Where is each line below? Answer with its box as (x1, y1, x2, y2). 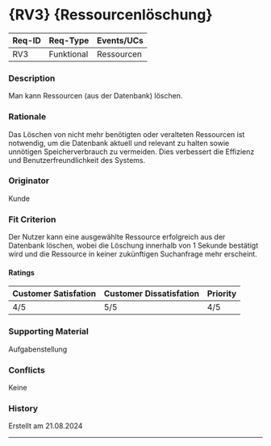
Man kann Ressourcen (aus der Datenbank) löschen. (8, 91, 183, 101)
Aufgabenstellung (8, 344, 68, 354)
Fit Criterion (8, 214, 56, 225)
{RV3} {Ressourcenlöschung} (8, 6, 213, 24)
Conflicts (8, 365, 46, 376)
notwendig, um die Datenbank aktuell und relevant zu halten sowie (8, 138, 230, 148)
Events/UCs (96, 35, 144, 46)
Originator (8, 175, 50, 186)
